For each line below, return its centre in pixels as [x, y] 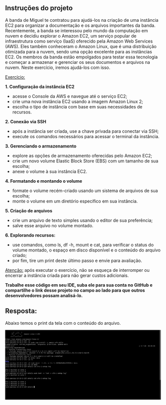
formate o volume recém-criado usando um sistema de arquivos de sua [85, 191]
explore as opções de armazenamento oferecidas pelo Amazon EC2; [82, 155]
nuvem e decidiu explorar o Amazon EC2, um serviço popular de [71, 36]
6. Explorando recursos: [30, 235]
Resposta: [21, 311]
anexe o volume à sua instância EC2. [50, 171]
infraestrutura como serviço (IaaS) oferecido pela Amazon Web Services [79, 41]
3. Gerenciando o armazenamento [41, 146]
